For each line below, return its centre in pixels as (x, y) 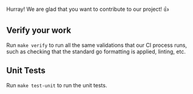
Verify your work (39, 31)
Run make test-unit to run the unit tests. (57, 85)
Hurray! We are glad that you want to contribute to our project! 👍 (87, 9)
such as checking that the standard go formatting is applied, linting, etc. (96, 52)
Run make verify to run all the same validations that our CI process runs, (96, 45)
